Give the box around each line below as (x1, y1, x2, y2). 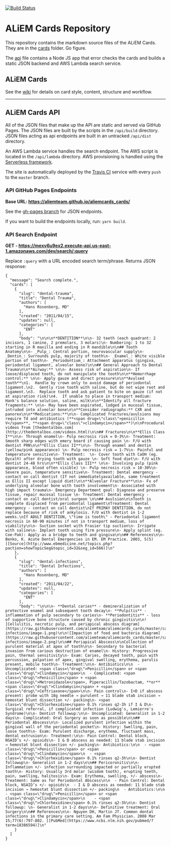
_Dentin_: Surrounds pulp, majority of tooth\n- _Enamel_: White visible (5, 354, 165, 359)
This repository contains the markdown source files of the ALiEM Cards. (5, 39, 156, 45)
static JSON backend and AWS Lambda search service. (5, 60, 122, 66)
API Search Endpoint (5, 231, 58, 238)
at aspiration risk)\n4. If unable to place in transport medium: (5, 394, 152, 399)
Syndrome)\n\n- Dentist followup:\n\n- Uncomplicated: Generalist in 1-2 (5, 711, 165, 716)
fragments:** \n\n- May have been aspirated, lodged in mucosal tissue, (5, 403, 163, 408)
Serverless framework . (5, 159, 53, 165)
